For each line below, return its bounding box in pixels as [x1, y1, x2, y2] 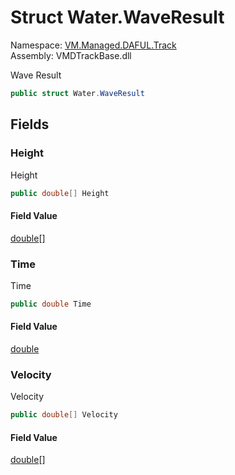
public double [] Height [10, 188, 110, 198]
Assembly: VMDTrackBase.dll [10, 49, 132, 61]
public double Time [10, 299, 92, 309]
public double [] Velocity [10, 410, 118, 420]
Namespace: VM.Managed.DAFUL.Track [10, 39, 177, 51]
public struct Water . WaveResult [10, 88, 145, 98]
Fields [10, 116, 50, 133]
